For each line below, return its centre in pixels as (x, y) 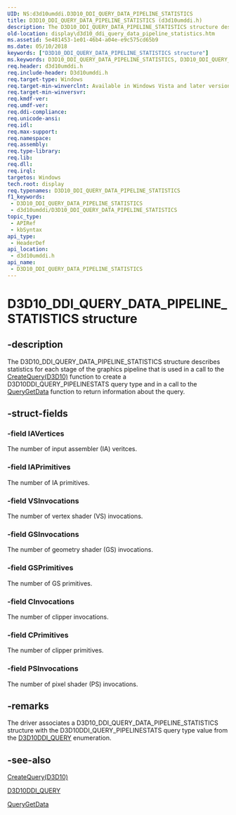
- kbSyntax (26, 229)
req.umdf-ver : (28, 106)
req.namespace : (29, 138)
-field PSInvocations (43, 669)
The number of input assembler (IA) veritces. (72, 449)
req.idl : (20, 125)
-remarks (28, 706)
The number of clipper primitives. (55, 650)
